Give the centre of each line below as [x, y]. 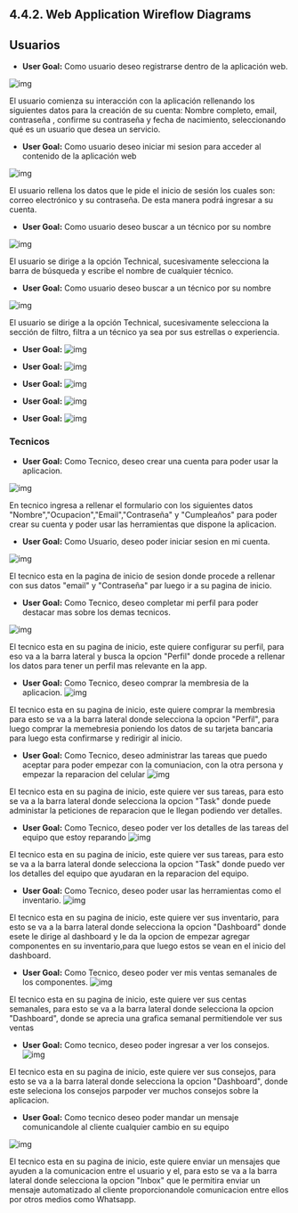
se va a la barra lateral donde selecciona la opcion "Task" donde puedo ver [147, 864]
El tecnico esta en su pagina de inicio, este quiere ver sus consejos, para [143, 1071]
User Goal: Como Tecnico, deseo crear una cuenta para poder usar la [150, 461]
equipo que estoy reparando [74, 837]
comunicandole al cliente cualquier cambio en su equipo [125, 1127]
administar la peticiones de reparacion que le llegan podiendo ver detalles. [146, 810]
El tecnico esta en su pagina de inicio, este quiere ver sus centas [128, 999]
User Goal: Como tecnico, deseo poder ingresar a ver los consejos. [145, 1045]
